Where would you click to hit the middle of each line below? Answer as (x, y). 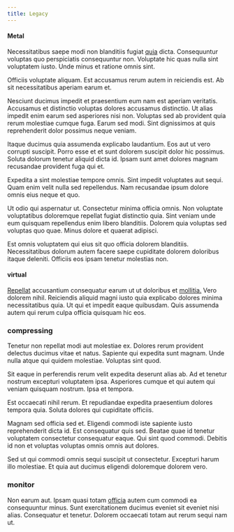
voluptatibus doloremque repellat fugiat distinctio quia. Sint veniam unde (111, 215)
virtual (17, 275)
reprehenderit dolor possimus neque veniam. (72, 131)
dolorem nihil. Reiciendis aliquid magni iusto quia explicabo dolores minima (115, 298)
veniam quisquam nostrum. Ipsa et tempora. (71, 389)
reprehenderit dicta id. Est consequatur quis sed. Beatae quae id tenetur (111, 431)
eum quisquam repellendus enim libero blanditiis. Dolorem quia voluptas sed (117, 223)
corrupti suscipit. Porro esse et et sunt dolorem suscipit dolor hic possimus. (116, 152)
